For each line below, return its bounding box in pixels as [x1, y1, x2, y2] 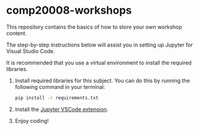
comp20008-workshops [6, 4, 132, 17]
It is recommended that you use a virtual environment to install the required [6, 59, 192, 66]
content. [6, 29, 27, 36]
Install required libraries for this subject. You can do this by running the [14, 77, 190, 84]
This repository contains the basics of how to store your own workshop [6, 23, 183, 30]
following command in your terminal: [14, 83, 105, 90]
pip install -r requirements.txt [14, 95, 99, 101]
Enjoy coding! [14, 117, 49, 124]
